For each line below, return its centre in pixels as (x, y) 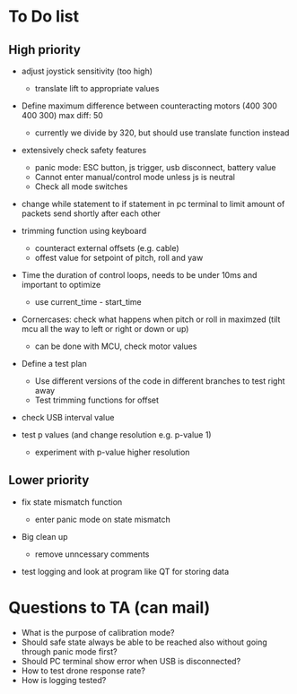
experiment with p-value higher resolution (112, 452)
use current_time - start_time (88, 302)
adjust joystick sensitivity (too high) (87, 71)
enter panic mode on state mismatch (103, 519)
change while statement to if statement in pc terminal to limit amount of (153, 204)
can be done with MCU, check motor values (116, 346)
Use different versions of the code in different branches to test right (160, 381)
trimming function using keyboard (84, 231)
